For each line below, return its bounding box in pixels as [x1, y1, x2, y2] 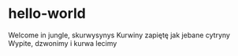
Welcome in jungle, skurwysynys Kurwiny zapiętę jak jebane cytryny [8, 30, 231, 40]
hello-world [8, 5, 87, 23]
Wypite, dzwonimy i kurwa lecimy [8, 38, 117, 47]
